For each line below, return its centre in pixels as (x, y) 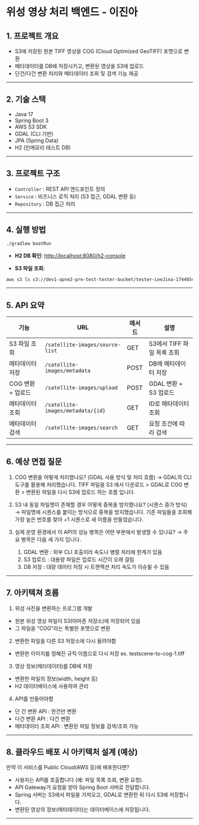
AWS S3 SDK (31, 127)
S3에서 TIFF (165, 343)
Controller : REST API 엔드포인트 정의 (60, 189)
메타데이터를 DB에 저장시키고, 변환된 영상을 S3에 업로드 (79, 66)
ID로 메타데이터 (169, 404)
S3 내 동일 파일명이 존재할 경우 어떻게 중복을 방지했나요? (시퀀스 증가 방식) (101, 504)
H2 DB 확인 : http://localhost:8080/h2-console (70, 256)
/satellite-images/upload (81, 388)
